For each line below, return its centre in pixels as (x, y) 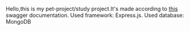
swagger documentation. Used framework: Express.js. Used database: (95, 15)
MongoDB (18, 22)
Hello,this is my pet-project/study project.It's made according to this (92, 9)
